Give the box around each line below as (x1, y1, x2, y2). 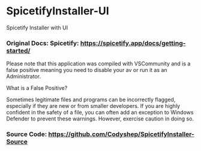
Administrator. (6, 73, 41, 80)
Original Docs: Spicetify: (6, 39, 79, 47)
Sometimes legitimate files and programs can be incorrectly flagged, (6, 96, 176, 103)
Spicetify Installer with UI (6, 24, 68, 31)
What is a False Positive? (6, 84, 68, 92)
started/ (6, 46, 31, 55)
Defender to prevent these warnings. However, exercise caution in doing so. (6, 115, 194, 122)
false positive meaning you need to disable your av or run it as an (6, 67, 167, 74)
